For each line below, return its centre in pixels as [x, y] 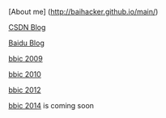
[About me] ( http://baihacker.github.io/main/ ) [83, 12]
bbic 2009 [26, 59]
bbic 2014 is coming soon [51, 105]
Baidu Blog [26, 43]
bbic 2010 [25, 74]
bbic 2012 [25, 90]
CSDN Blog [27, 27]
